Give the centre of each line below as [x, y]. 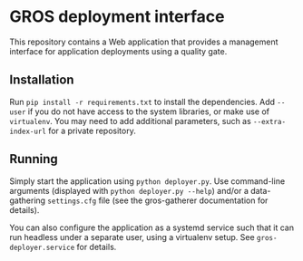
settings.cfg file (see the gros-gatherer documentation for [158, 200]
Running [34, 159]
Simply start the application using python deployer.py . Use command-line [147, 181]
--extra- [269, 121]
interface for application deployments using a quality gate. [118, 51]
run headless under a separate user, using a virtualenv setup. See [132, 237]
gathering [28, 200]
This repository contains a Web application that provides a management [144, 42]
